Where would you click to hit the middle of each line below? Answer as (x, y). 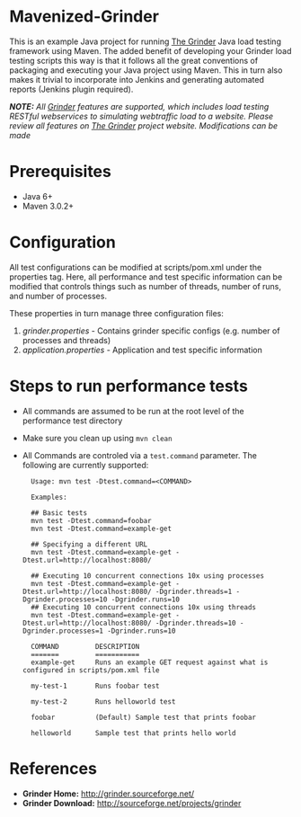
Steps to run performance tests (129, 386)
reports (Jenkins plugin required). (71, 89)
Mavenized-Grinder (84, 17)
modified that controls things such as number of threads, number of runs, (145, 286)
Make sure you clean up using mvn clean (97, 438)
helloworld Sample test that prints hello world (133, 733)
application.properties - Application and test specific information (142, 350)
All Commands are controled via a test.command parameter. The (140, 455)
